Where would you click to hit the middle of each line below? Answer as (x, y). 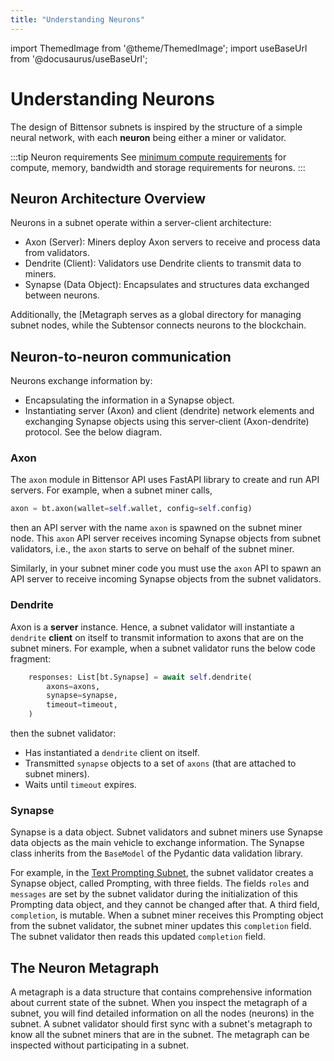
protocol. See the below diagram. (93, 432)
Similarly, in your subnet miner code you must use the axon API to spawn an (166, 568)
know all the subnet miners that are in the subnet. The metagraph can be (160, 1035)
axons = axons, (73, 686)
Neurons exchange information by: (81, 381)
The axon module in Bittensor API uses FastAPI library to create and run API (165, 480)
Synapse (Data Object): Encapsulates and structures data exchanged (167, 285)
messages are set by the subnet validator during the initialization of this (154, 894)
